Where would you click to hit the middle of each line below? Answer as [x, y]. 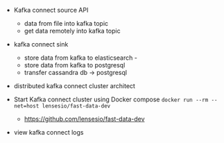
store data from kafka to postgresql [75, 65]
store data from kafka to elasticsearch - [80, 58]
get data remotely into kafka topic [72, 31]
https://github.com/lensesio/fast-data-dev [84, 119]
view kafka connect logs [49, 132]
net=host [26, 106]
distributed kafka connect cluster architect [74, 86]
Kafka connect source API [51, 10]
